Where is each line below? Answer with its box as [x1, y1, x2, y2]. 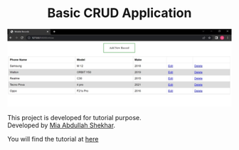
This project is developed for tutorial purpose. [7, 114, 142, 122]
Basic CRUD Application [47, 5, 192, 21]
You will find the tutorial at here [7, 135, 99, 144]
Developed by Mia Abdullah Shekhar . [7, 121, 116, 129]
